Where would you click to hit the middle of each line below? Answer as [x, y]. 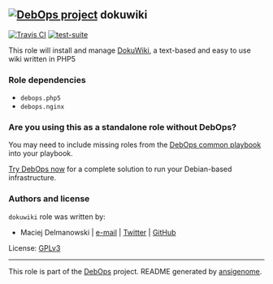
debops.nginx [42, 107]
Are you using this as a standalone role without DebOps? [123, 127]
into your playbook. [41, 153]
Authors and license [49, 199]
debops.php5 [40, 98]
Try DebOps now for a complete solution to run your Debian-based [120, 169]
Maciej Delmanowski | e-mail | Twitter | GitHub [98, 232]
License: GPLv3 [35, 247]
